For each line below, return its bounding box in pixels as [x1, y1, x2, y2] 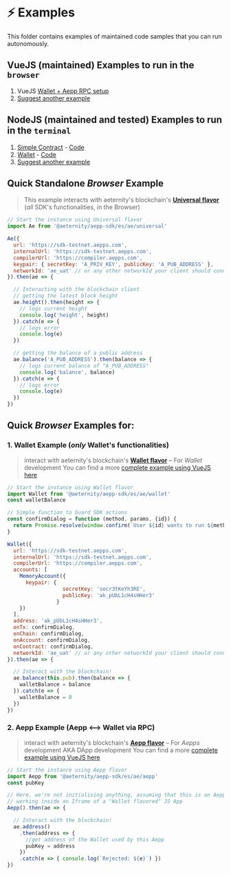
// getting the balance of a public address [13, 349, 143, 357]
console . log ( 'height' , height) [19, 312, 109, 318]
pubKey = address [25, 843, 76, 850]
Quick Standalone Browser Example [7, 177, 164, 189]
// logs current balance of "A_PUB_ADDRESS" [19, 362, 149, 369]
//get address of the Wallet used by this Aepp [25, 836, 165, 843]
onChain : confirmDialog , [13, 630, 85, 638]
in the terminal [7, 125, 71, 137]
